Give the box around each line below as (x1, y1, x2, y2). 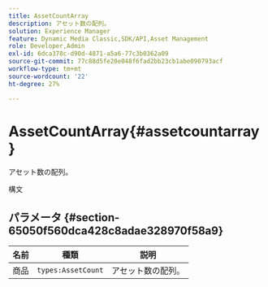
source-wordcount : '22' (8, 72, 89, 80)
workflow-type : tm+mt (8, 65, 82, 73)
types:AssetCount (37, 266, 104, 275)
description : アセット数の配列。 (8, 20, 110, 28)
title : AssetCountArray (8, 11, 89, 20)
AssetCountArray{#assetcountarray (8, 122, 260, 141)
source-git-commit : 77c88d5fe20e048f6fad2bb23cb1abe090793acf (8, 58, 223, 66)
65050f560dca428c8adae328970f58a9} (8, 224, 224, 237)
